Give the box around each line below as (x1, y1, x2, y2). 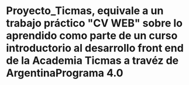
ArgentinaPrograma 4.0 (6, 66, 123, 80)
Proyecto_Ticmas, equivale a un (6, 4, 164, 18)
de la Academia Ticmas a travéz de (6, 54, 179, 67)
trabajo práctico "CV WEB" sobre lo (6, 16, 183, 30)
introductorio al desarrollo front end (6, 42, 184, 55)
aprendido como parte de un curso (6, 29, 178, 42)
